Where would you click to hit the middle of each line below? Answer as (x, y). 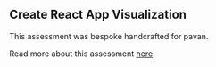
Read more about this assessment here (81, 54)
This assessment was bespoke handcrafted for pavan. (109, 36)
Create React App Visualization (98, 15)
